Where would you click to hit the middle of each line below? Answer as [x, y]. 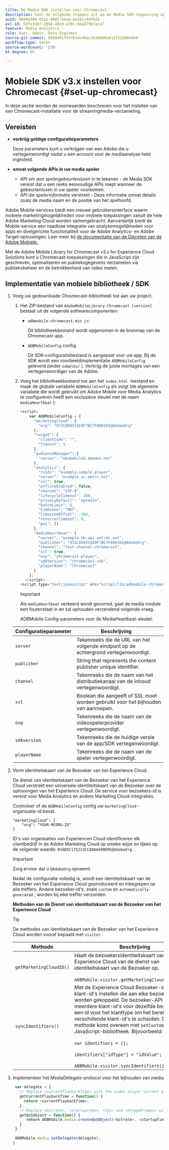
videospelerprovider [100, 723]
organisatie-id [27, 811]
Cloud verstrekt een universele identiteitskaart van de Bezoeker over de [87, 785]
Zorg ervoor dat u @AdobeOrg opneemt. [52, 869]
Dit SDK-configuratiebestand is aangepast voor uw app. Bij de [92, 356]
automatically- [135, 890]
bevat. [49, 811]
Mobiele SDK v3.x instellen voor [73, 81]
